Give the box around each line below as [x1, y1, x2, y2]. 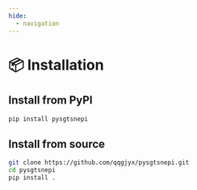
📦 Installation [8, 56, 104, 74]
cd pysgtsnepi [8, 167, 57, 175]
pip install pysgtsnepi [8, 115, 89, 123]
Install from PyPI [8, 94, 93, 108]
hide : [8, 11, 27, 20]
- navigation [15, 19, 60, 27]
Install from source [8, 137, 106, 150]
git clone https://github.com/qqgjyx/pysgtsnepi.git [8, 158, 190, 167]
